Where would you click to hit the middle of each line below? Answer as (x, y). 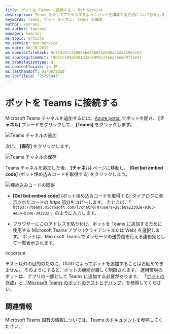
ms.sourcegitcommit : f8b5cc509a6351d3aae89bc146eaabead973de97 (74, 57)
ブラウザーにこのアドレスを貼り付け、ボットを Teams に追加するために (87, 224)
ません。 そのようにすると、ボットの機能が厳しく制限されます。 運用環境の (84, 270)
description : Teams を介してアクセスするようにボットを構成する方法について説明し (83, 15)
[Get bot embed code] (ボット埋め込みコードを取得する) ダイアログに (86, 196)
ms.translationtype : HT (30, 62)
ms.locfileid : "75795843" (32, 76)
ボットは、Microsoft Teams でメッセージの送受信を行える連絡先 (89, 236)
